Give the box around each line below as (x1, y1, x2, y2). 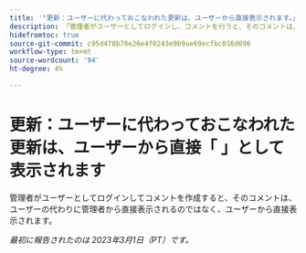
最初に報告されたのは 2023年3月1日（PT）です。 (9, 234, 194, 245)
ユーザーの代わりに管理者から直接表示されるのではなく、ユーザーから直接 (9, 203, 290, 215)
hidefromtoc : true (9, 30, 79, 39)
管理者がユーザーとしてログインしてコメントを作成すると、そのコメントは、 (9, 192, 297, 203)
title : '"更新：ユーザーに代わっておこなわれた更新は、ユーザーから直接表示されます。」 (9, 13, 300, 23)
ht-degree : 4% (9, 65, 64, 74)
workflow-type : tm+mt (9, 47, 92, 57)
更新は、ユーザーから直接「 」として (9, 138, 285, 158)
